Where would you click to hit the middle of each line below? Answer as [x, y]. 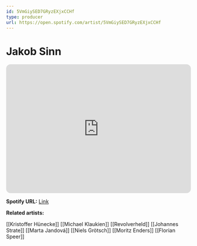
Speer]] [15, 237]
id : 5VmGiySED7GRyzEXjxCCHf [40, 11]
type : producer [25, 17]
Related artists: [25, 213]
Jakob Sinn [34, 51]
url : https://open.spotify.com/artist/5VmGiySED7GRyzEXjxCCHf [84, 22]
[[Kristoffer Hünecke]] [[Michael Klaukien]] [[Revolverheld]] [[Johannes [92, 224]
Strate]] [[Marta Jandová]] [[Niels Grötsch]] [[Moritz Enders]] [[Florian [91, 230]
